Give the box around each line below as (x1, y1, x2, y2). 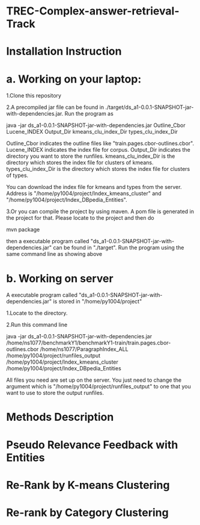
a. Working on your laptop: (6, 72, 142, 85)
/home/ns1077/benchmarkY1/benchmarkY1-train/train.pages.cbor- (6, 339, 171, 347)
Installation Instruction (6, 45, 122, 58)
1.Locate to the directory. (6, 309, 68, 317)
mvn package (6, 226, 40, 233)
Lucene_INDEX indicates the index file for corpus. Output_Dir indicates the (6, 146, 190, 154)
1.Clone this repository (6, 92, 62, 99)
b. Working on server (6, 272, 114, 285)
